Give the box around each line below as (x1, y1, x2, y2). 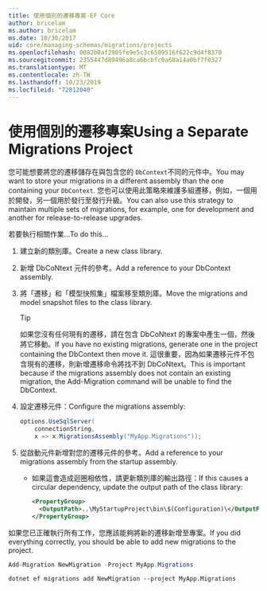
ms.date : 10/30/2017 (8, 33, 77, 42)
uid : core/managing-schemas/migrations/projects (8, 41, 172, 49)
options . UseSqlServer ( (19, 417, 95, 426)
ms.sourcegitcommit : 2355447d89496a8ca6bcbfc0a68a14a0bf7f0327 (8, 57, 222, 65)
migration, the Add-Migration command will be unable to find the (19, 377, 232, 386)
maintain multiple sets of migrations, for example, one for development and (8, 205, 254, 214)
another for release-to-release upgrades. (8, 213, 143, 223)
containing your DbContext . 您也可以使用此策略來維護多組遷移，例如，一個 (8, 186, 250, 195)
